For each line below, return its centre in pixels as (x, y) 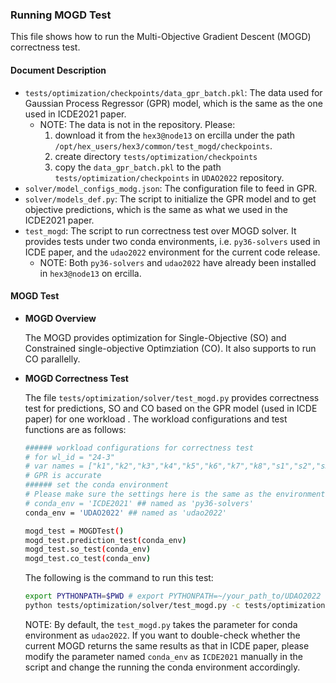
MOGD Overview (60, 318)
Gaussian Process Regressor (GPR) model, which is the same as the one (173, 103)
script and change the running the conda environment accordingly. (162, 667)
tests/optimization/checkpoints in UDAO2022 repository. (169, 177)
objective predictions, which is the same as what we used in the (156, 209)
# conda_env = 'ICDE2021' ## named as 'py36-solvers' (139, 503)
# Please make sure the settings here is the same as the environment (175, 494)
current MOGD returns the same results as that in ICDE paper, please (167, 645)
